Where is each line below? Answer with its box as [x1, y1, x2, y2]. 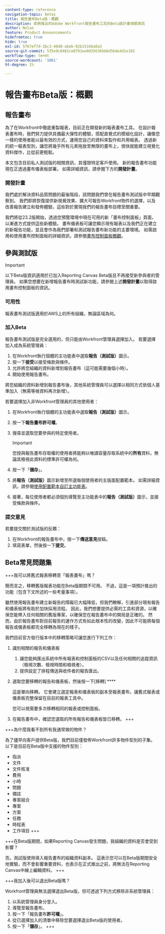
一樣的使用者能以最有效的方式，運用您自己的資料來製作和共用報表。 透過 [5, 137, 153, 143]
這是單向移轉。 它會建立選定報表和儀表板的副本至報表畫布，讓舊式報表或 [12, 689, 160, 695]
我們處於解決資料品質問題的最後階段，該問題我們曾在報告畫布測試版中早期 [5, 192, 156, 197]
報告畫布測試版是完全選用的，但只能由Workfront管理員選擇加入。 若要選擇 [5, 336, 156, 342]
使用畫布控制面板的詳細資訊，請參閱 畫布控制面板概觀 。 [13, 233, 126, 239]
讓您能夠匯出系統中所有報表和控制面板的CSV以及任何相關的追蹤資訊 [19, 655, 158, 662]
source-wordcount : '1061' [5, 58, 58, 63]
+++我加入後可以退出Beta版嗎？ [5, 877, 70, 884]
